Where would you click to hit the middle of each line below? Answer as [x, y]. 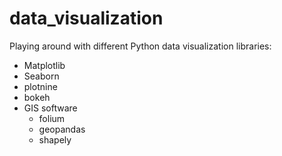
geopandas [62, 129]
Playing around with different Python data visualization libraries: [140, 46]
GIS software [50, 108]
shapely [55, 139]
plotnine [40, 86]
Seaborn [41, 76]
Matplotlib [44, 65]
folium [52, 118]
